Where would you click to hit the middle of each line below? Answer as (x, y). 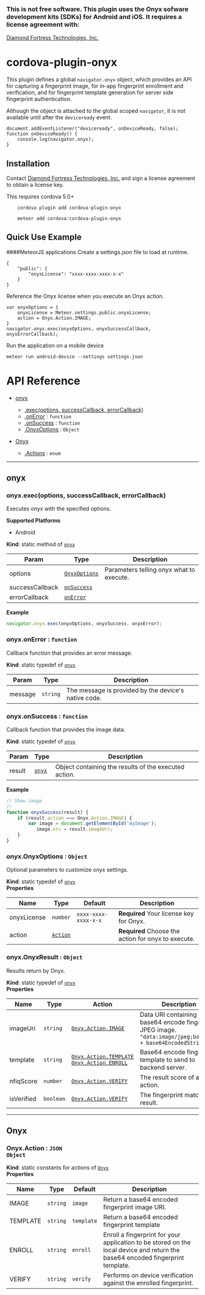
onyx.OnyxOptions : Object (47, 856)
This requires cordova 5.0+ (40, 197)
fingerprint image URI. (135, 1207)
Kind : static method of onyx (41, 545)
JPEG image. (158, 1030)
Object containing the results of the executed (120, 766)
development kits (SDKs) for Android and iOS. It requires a (94, 17)
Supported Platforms (34, 521)
